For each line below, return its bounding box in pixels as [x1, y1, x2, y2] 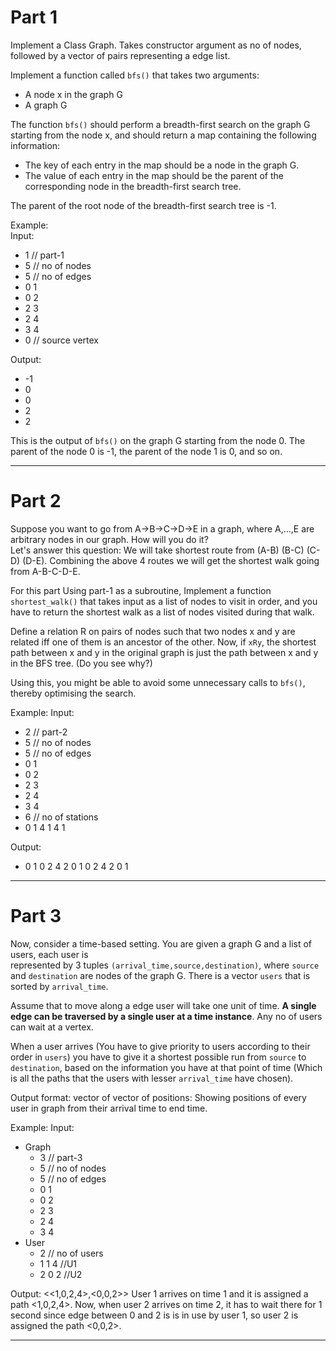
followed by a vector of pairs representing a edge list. [10, 49, 231, 61]
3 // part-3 [39, 1151, 83, 1163]
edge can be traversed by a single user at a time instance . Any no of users [10, 1010, 323, 1022]
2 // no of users [39, 1247, 104, 1259]
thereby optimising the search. [10, 687, 137, 699]
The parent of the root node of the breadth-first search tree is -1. [10, 199, 277, 211]
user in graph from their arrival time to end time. [10, 1102, 208, 1114]
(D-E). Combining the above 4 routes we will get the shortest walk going [22, 554, 320, 566]
